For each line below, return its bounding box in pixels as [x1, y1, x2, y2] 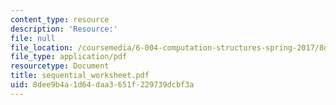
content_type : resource [10, 14, 110, 25]
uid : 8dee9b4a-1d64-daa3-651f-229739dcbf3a [10, 80, 195, 90]
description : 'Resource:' [10, 24, 118, 34]
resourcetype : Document [10, 61, 110, 71]
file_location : [10, 42, 74, 53]
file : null [10, 33, 56, 43]
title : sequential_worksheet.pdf [10, 71, 150, 81]
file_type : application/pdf [10, 52, 128, 62]
